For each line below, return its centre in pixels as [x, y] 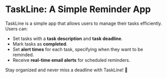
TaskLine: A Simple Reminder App [78, 9]
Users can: [16, 28]
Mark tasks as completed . [40, 44]
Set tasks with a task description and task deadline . [68, 38]
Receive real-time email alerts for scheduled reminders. [71, 60]
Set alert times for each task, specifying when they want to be [78, 49]
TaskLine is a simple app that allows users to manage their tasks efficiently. [84, 23]
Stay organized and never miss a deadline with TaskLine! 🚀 [67, 70]
